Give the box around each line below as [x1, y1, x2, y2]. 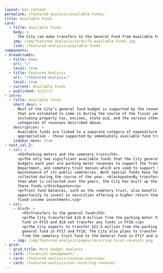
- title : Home [9, 57, 37, 62]
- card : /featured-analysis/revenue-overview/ [9, 256, 105, 261]
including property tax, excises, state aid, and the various [17, 115, 146, 121]
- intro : [4, 93, 22, 98]
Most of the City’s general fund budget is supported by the [17, 107, 145, 112]
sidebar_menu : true [13, 138, 53, 144]
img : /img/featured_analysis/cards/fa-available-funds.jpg [13, 39, 136, 44]
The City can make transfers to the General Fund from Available [17, 35, 153, 39]
